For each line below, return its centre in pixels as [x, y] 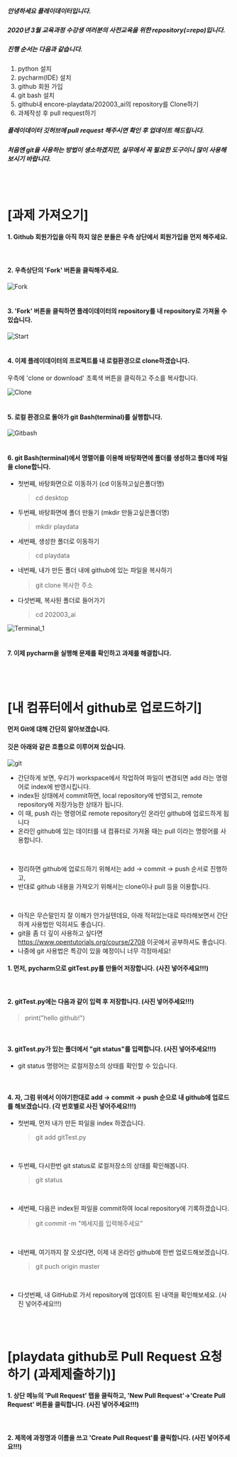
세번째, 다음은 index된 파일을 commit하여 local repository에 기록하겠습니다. [123, 1208]
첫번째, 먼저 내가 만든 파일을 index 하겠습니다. [81, 1123]
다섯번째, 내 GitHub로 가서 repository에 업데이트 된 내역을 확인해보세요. [117, 1295]
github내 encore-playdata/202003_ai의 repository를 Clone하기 [108, 104]
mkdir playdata [57, 527]
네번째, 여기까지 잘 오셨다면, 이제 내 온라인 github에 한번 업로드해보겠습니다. [123, 1253]
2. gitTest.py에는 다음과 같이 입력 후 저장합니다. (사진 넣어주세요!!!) [101, 1002]
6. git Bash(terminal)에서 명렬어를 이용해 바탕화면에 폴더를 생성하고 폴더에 [111, 457]
